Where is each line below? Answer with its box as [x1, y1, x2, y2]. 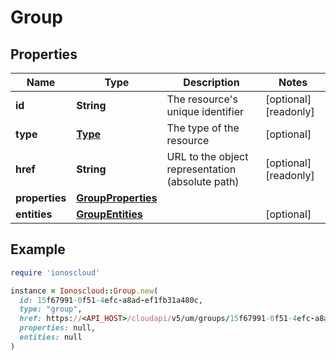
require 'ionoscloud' [10, 267, 101, 278]
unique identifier [166, 105, 244, 118]
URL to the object [166, 150, 249, 163]
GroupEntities [76, 207, 143, 221]
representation [166, 162, 237, 176]
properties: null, [19, 323, 97, 333]
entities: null [19, 332, 83, 343]
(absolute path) [166, 175, 240, 188]
